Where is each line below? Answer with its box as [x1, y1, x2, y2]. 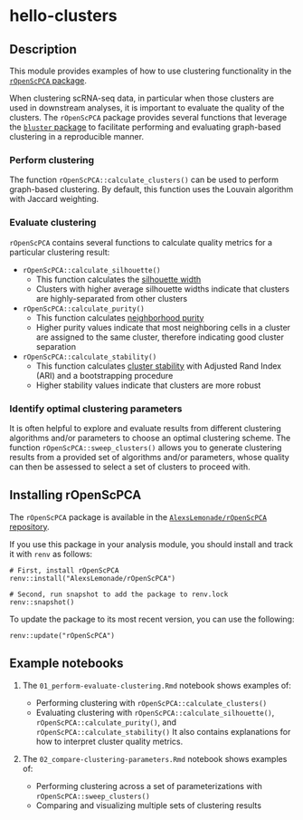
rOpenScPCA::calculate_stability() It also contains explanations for [35, 726, 291, 737]
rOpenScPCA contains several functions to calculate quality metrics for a [9, 236, 273, 247]
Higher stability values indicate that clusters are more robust [35, 380, 261, 391]
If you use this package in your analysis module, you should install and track [9, 538, 294, 549]
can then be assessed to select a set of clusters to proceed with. [9, 461, 251, 472]
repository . [9, 521, 50, 532]
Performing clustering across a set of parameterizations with [35, 780, 262, 791]
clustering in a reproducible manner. [9, 131, 145, 141]
